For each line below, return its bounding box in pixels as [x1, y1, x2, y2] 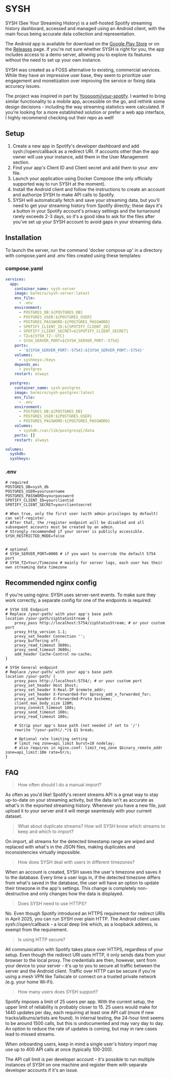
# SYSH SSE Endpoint [5, 607, 49, 612]
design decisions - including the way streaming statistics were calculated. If [5, 103, 164, 110]
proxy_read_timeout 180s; [14, 714, 70, 719]
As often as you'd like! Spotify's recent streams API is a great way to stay [5, 792, 159, 798]
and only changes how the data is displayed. [30, 890, 124, 897]
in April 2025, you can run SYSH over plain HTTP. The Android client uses [5, 916, 160, 922]
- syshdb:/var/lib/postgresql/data [18, 428, 95, 433]
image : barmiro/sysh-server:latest [14, 291, 90, 296]
